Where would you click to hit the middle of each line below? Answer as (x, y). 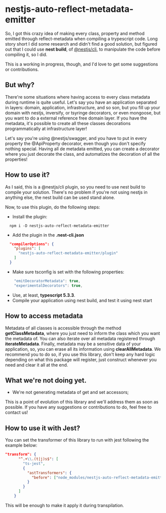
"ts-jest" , (34, 463)
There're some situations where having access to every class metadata (78, 97)
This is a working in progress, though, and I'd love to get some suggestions (82, 64)
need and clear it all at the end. (37, 365)
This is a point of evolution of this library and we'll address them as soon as (82, 402)
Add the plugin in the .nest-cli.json (48, 235)
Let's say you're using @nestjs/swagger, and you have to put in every (76, 138)
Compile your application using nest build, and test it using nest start (82, 300)
